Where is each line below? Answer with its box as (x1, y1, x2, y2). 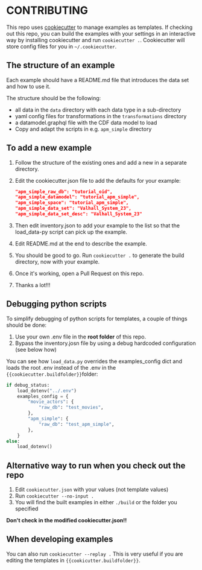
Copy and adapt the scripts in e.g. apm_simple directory (14, 125, 152, 133)
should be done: (6, 321, 47, 329)
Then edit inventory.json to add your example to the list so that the (14, 221, 180, 229)
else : (6, 438, 20, 444)
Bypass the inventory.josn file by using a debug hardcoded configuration (14, 339, 196, 347)
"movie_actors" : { (28, 399, 74, 405)
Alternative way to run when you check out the (6, 460, 186, 470)
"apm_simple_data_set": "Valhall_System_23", (14, 206, 131, 212)
